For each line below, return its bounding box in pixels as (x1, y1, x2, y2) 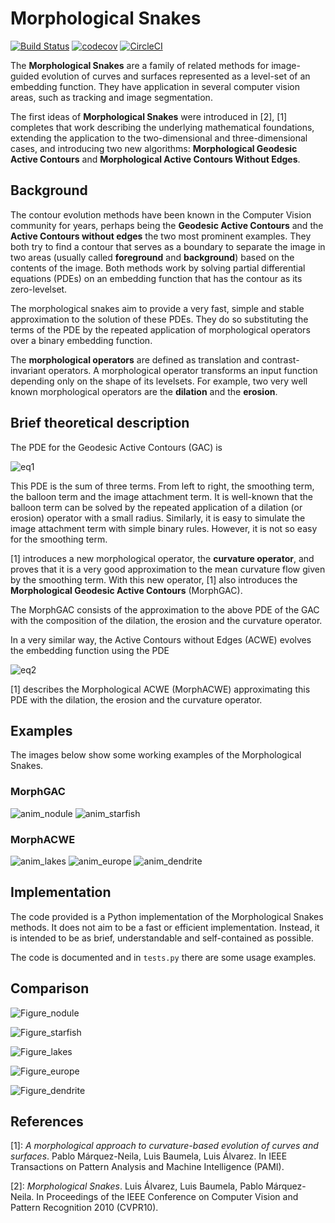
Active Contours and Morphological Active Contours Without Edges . (10, 153, 301, 165)
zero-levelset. (10, 283, 68, 295)
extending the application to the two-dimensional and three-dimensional (10, 132, 308, 144)
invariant (10, 364, 47, 376)
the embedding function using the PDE (10, 644, 170, 656)
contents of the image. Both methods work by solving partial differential (10, 262, 306, 274)
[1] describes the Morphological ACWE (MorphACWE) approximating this (10, 683, 311, 695)
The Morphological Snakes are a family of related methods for (10, 59, 270, 71)
